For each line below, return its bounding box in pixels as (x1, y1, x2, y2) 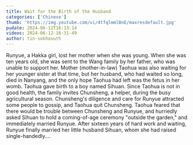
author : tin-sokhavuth (6, 36, 61, 42)
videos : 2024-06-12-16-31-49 (6, 30, 77, 36)
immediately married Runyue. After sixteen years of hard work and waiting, (6, 120, 187, 127)
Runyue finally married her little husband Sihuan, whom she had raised (6, 126, 177, 133)
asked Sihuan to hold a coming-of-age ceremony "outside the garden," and (6, 114, 188, 120)
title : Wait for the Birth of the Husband (6, 8, 111, 15)
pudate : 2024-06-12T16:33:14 (6, 25, 77, 31)
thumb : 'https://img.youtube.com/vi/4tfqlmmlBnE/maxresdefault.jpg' (6, 19, 177, 25)
